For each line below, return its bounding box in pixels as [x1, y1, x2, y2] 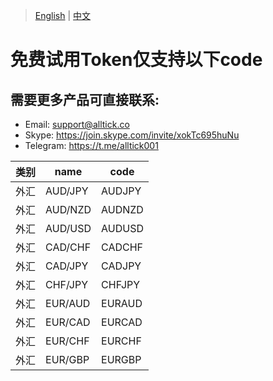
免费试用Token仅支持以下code [10, 49, 263, 71]
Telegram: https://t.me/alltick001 [24, 140, 159, 151]
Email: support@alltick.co [24, 119, 130, 130]
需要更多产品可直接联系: [10, 91, 160, 108]
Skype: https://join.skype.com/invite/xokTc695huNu [24, 129, 240, 141]
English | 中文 [34, 10, 92, 21]
